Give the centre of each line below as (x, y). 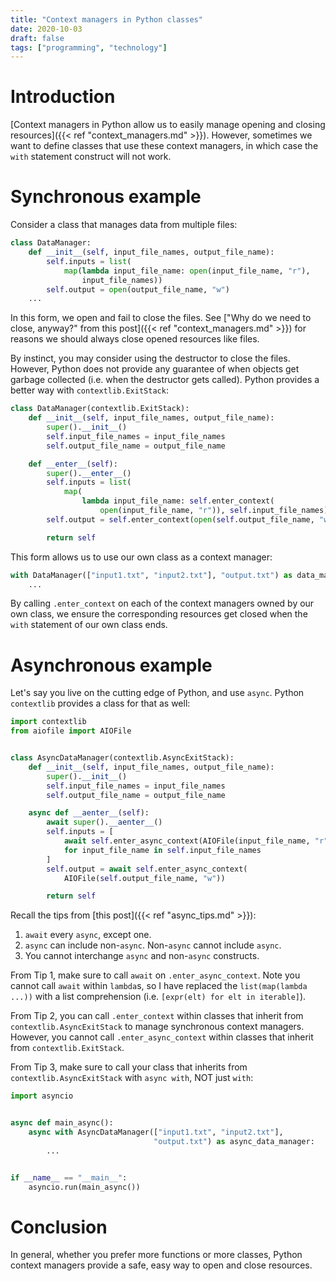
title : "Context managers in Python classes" (106, 19)
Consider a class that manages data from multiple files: (124, 225)
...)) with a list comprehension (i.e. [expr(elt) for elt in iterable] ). (158, 997)
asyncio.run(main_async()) (84, 1187)
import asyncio (42, 1096)
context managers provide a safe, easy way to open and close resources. (161, 1265)
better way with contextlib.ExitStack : (89, 390)
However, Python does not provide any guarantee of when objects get (155, 369)
